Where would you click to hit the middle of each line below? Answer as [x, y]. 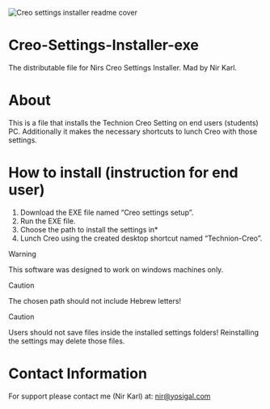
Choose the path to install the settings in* [89, 229]
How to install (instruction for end [123, 173]
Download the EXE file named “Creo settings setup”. [107, 212]
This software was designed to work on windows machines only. [116, 269]
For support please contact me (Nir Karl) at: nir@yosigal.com [110, 396]
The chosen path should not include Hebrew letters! [95, 300]
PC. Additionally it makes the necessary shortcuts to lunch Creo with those [133, 131]
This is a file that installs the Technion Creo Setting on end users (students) [133, 122]
